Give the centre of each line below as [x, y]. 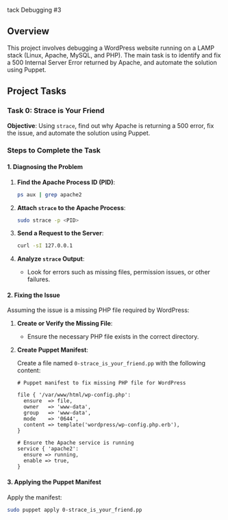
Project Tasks [37, 91]
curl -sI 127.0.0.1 [45, 246]
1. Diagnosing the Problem [45, 167]
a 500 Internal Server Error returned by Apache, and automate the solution [112, 62]
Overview [28, 31]
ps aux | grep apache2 [49, 194]
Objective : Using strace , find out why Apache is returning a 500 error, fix [111, 125]
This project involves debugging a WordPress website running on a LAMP [111, 48]
